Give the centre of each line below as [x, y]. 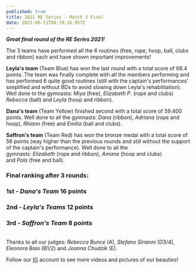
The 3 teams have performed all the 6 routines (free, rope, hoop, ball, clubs [97, 51]
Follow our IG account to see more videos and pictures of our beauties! [92, 260]
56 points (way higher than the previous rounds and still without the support [98, 142]
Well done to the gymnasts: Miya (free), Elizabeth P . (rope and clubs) [90, 94]
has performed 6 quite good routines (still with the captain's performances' [97, 81]
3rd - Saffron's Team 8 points [49, 223]
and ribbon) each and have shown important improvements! [79, 57]
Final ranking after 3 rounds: [47, 176]
